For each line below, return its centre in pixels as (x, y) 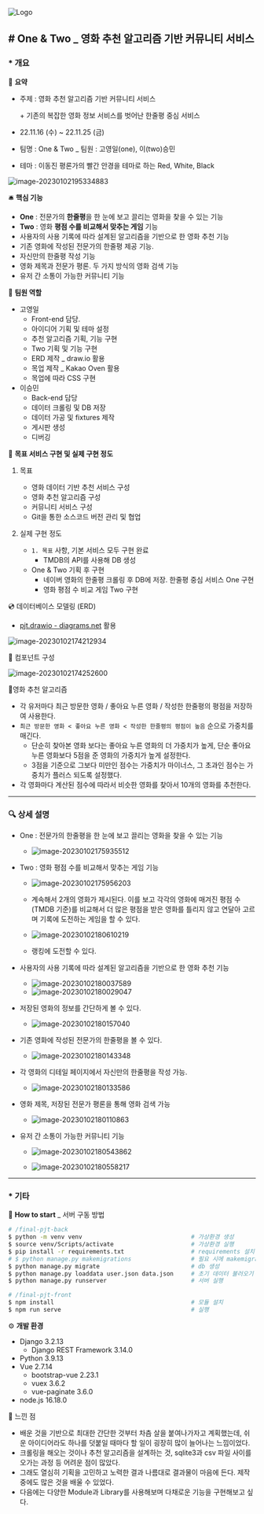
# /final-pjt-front (40, 1295)
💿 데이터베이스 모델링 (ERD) (52, 606)
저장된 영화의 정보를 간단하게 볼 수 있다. (80, 1008)
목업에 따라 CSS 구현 (63, 378)
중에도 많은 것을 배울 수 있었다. (66, 1482)
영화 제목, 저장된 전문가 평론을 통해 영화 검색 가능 (95, 1104)
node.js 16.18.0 (43, 1400)
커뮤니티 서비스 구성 (62, 507)
